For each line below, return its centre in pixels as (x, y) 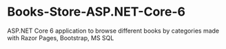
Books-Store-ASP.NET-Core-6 (96, 12)
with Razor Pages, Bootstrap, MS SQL (61, 37)
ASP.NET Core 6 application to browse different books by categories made (113, 31)
